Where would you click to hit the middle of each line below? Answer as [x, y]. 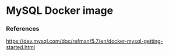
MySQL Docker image [60, 11]
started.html [21, 47]
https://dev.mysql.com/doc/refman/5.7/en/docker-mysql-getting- [85, 41]
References [23, 29]
